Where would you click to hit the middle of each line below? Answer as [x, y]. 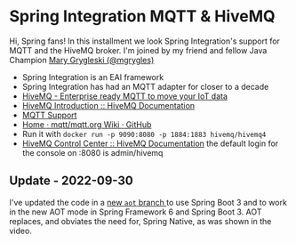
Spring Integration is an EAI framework [93, 77]
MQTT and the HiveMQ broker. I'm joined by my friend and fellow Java [138, 50]
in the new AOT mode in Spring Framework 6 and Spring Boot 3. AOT [136, 212]
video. [21, 231]
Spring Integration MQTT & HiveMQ [142, 16]
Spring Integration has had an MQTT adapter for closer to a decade [145, 86]
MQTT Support [49, 115]
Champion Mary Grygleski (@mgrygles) [82, 60]
